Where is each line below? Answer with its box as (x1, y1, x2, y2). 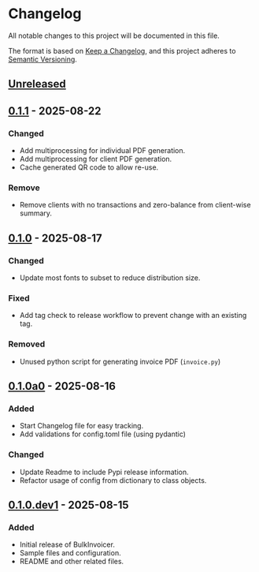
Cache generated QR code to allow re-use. (19, 163, 159, 172)
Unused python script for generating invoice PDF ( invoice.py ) (19, 357, 221, 366)
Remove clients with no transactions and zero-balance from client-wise (19, 200, 251, 210)
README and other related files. (19, 557, 124, 566)
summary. (19, 208, 53, 218)
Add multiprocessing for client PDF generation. (19, 155, 172, 164)
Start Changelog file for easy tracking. (19, 421, 144, 431)
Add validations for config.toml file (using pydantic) (19, 429, 187, 439)
